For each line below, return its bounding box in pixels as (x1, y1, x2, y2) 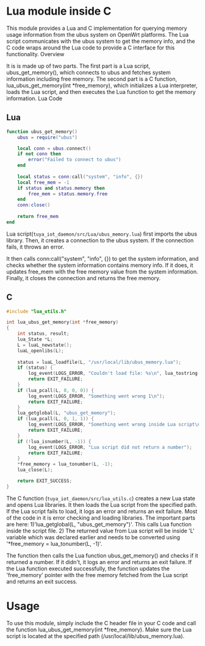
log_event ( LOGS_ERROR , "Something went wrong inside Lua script (28, 421, 195, 428)
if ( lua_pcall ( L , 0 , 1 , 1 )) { (17, 416, 95, 422)
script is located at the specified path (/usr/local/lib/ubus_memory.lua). (6, 632, 185, 639)
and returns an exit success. (6, 578, 77, 585)
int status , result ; (17, 331, 70, 337)
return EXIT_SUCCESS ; (17, 478, 72, 484)
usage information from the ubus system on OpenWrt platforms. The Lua (6, 31, 189, 38)
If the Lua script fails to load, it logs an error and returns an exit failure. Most (6, 507, 198, 515)
